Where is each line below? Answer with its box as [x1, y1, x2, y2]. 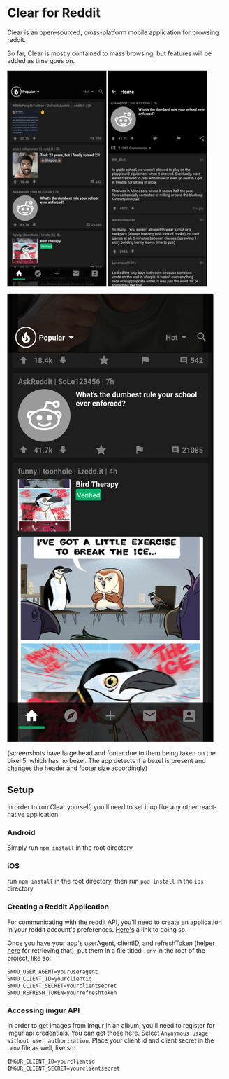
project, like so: [7, 954, 52, 962]
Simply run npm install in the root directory [7, 844, 133, 852]
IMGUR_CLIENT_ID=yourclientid [7, 1058, 96, 1065]
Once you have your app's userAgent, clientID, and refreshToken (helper [7, 939, 215, 947]
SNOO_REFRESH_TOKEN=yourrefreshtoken [7, 989, 117, 996]
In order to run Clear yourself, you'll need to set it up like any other [7, 802, 198, 811]
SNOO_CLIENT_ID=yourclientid [7, 975, 92, 982]
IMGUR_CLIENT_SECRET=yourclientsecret [7, 1065, 120, 1072]
